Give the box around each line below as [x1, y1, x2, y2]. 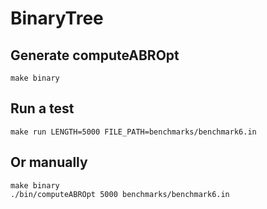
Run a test [10, 100, 75, 117]
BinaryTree [10, 7, 104, 30]
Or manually [10, 154, 88, 171]
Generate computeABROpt [10, 47, 180, 64]
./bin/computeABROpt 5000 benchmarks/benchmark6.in [10, 189, 230, 199]
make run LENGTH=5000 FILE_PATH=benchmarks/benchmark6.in [10, 127, 257, 137]
